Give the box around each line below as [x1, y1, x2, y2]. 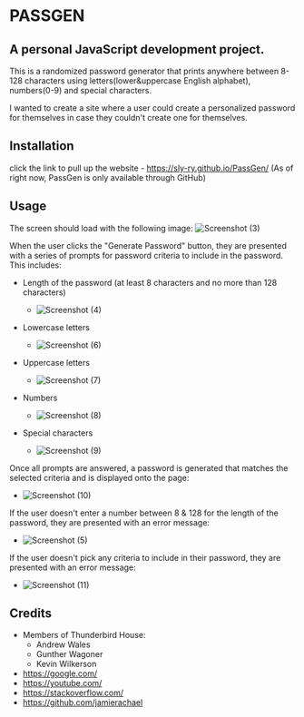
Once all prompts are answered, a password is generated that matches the [9, 462, 289, 473]
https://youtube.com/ [22, 678, 103, 689]
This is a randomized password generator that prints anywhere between [9, 65, 279, 76]
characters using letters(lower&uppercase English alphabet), [24, 75, 251, 86]
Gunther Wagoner [35, 649, 103, 660]
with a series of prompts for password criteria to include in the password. [9, 250, 284, 260]
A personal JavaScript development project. [9, 42, 265, 57]
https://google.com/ [22, 668, 98, 679]
